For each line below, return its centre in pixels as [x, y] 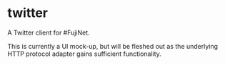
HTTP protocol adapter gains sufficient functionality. [85, 54]
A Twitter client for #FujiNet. [49, 32]
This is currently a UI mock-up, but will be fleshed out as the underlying [113, 46]
